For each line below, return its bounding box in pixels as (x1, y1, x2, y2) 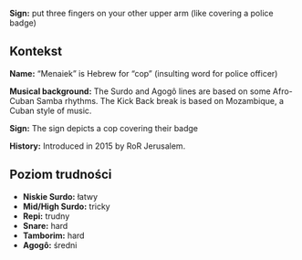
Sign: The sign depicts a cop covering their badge (9, 122, 199, 133)
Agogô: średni (22, 239, 78, 250)
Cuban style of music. (9, 105, 92, 116)
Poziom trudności (9, 167, 112, 182)
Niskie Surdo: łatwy (22, 191, 99, 202)
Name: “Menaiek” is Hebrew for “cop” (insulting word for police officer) (9, 68, 278, 78)
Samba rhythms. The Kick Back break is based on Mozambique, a (36, 95, 285, 106)
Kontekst (9, 44, 62, 59)
